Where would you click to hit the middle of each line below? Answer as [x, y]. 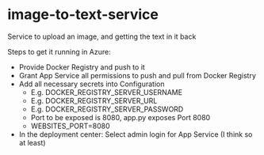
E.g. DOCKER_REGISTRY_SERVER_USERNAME [107, 92]
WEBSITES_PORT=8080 [70, 126]
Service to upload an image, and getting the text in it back [102, 36]
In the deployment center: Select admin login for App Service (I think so [136, 134]
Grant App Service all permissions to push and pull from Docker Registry [138, 75]
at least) [32, 142]
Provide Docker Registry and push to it [82, 67]
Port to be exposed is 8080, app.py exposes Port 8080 [121, 117]
